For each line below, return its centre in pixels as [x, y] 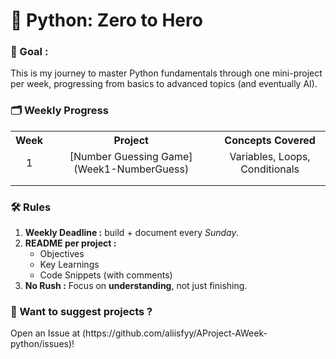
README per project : [70, 243]
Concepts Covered [270, 140]
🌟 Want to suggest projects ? [81, 311]
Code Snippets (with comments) [106, 275]
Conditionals [270, 169]
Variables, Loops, [270, 156]
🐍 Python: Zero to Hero [106, 20]
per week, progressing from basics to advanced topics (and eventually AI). [164, 84]
